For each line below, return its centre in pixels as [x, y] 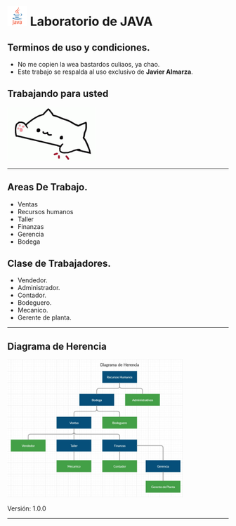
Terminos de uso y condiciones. [79, 47]
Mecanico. [33, 310]
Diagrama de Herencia [57, 346]
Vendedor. [32, 280]
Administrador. [39, 288]
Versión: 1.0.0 [27, 508]
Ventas [28, 204]
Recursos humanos [45, 211]
